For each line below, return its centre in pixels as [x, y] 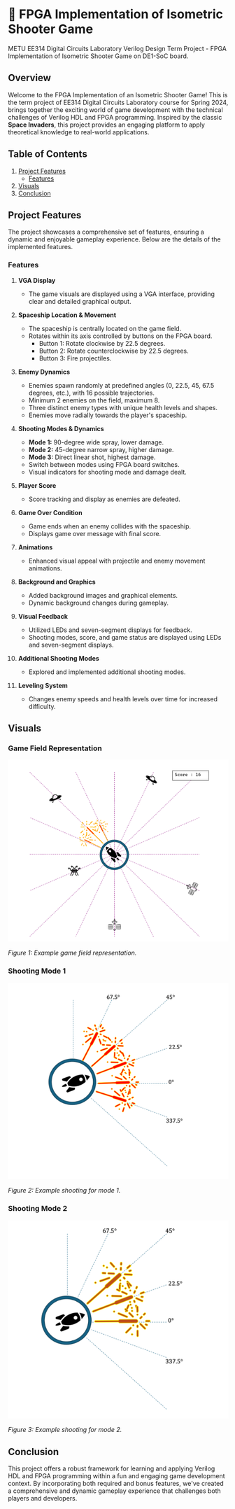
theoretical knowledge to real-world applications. [79, 132]
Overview [30, 78]
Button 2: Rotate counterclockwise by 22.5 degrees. [114, 351]
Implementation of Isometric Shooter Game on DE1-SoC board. [98, 56]
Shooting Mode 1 [37, 971]
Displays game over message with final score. [95, 533]
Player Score [37, 485]
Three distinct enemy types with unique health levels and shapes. [123, 407]
